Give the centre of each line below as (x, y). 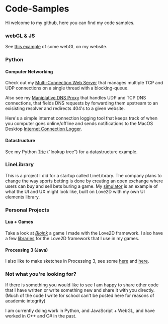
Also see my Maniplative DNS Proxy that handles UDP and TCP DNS (76, 98)
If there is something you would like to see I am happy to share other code (82, 285)
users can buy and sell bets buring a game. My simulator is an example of (81, 186)
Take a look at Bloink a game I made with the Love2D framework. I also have (84, 233)
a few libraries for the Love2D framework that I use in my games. (72, 238)
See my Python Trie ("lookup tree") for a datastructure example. (71, 152)
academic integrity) (25, 301)
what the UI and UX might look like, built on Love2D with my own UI (75, 191)
